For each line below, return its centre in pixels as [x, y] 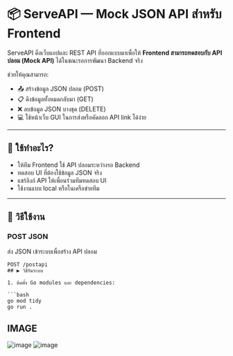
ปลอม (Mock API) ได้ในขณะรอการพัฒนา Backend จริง [75, 60]
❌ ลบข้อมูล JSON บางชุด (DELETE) [61, 109]
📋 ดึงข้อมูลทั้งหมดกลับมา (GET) [55, 99]
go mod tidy [24, 301]
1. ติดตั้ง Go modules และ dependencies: [61, 283]
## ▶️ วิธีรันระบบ [25, 271]
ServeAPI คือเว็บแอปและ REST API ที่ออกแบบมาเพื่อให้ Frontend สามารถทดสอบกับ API [115, 53]
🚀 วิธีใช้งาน [26, 217]
